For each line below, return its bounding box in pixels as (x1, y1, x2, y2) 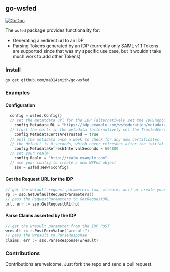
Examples (5, 89, 30, 96)
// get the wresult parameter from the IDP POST (5, 223, 110, 229)
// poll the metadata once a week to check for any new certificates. (10, 137, 162, 142)
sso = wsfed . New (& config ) (14, 165, 69, 170)
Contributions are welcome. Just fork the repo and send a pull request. (5, 261, 153, 267)
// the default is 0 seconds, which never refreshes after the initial (10, 142, 164, 147)
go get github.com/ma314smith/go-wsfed (5, 78, 90, 83)
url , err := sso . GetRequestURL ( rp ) (5, 201, 80, 207)
